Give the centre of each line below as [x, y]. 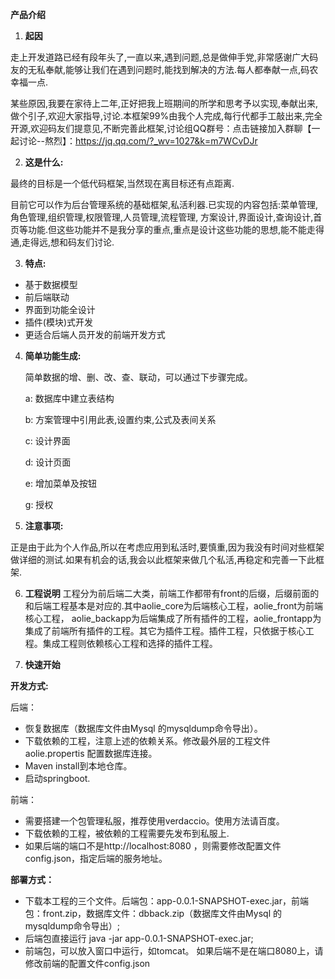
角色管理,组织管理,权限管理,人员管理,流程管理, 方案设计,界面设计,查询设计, [162, 217]
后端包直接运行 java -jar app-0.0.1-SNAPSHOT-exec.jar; [139, 938]
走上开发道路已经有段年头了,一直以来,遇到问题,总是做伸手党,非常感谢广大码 [164, 57]
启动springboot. [57, 778]
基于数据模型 [51, 284]
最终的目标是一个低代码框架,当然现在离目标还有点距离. [122, 183]
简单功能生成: [53, 356]
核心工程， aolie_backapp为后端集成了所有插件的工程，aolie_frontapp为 [173, 618]
